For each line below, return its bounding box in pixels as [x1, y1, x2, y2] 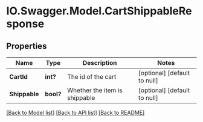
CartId [9, 73, 28, 81]
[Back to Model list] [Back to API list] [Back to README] [6, 109, 145, 116]
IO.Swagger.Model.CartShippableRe [6, 4, 192, 18]
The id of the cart [67, 73, 117, 81]
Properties [6, 41, 47, 51]
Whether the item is [67, 86, 123, 94]
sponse [6, 17, 45, 31]
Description [82, 59, 117, 67]
